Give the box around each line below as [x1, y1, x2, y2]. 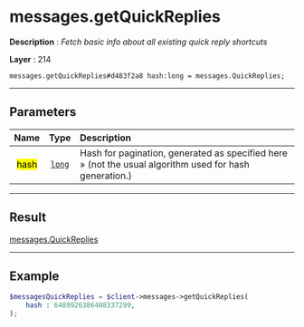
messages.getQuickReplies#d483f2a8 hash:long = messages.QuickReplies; [9, 71, 285, 81]
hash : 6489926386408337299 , [25, 301, 136, 310]
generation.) [80, 169, 133, 182]
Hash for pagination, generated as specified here [80, 147, 288, 159]
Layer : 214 [9, 53, 52, 64]
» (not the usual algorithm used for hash [80, 158, 251, 170]
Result [9, 210, 47, 226]
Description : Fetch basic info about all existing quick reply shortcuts [9, 36, 268, 47]
